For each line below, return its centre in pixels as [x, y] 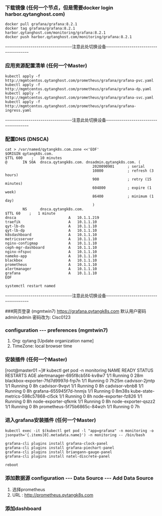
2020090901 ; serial [119, 166]
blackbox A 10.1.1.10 [51, 260]
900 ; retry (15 [122, 179]
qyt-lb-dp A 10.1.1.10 [51, 230]
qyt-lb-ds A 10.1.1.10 [51, 226]
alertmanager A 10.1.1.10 [51, 269]
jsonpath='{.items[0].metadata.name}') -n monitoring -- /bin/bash [75, 435]
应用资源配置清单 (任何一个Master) [46, 66]
